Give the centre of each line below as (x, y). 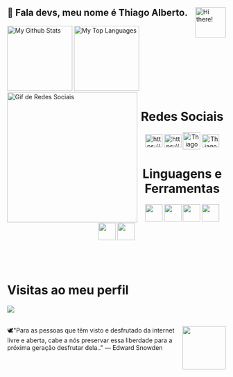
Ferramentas (182, 188)
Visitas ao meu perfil (68, 291)
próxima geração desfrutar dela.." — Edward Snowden (85, 347)
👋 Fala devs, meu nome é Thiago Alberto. (98, 13)
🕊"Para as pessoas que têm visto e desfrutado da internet (91, 330)
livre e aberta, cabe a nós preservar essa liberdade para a (90, 340)
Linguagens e (182, 174)
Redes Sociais (182, 117)
